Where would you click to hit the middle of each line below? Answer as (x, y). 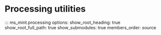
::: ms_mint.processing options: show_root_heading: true (63, 22)
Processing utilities (45, 9)
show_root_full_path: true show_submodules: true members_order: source (80, 27)
